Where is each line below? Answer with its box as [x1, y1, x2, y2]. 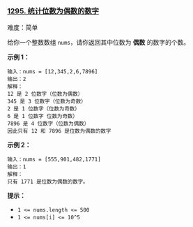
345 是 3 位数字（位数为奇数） [7, 98, 86, 105]
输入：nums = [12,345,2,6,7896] [7, 68, 98, 75]
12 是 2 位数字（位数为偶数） [7, 91, 84, 98]
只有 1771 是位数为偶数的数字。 [7, 178, 88, 186]
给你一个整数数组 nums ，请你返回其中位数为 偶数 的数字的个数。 [7, 38, 190, 47]
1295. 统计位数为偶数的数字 [7, 6, 100, 15]
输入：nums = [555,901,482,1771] [7, 156, 101, 163]
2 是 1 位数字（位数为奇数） [7, 105, 80, 112]
